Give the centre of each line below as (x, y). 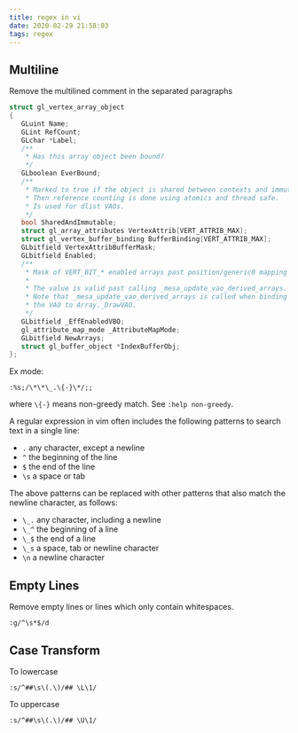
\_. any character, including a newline (91, 520)
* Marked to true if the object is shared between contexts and (146, 190)
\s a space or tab (54, 476)
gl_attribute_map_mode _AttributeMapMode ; (100, 330)
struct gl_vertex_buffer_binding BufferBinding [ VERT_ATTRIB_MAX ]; (146, 239)
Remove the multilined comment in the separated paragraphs (121, 91)
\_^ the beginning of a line (70, 529)
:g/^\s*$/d (29, 623)
